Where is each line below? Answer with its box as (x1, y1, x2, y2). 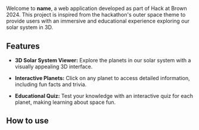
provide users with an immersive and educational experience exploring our (6, 17, 190, 25)
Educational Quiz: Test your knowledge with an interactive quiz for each (14, 93, 194, 99)
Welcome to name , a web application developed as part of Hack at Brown (6, 5, 188, 12)
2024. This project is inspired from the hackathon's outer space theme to (6, 11, 186, 18)
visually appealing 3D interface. (14, 63, 93, 70)
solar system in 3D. (6, 24, 54, 31)
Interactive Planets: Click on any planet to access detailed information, (14, 75, 190, 81)
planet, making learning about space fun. (14, 99, 116, 106)
